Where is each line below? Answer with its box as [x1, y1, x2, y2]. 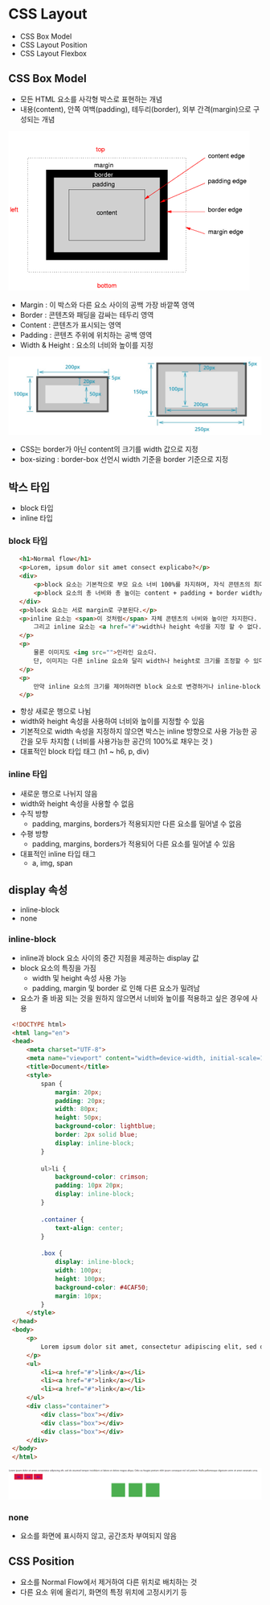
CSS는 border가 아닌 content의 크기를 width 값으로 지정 [19, 444, 198, 455]
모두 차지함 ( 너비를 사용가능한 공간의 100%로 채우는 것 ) [35, 737, 213, 747]
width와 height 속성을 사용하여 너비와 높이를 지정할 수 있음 [19, 717, 205, 726]
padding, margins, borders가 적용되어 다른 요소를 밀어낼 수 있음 [31, 838, 235, 849]
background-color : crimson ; [55, 1173, 149, 1181]
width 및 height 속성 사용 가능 [31, 973, 127, 982]
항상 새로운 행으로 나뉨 [19, 706, 92, 716]
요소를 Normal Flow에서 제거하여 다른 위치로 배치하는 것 [19, 1577, 198, 1586]
